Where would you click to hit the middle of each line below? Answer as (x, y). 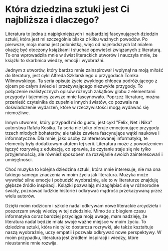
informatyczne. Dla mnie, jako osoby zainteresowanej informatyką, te (76, 138)
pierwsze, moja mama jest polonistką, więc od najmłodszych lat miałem (79, 44)
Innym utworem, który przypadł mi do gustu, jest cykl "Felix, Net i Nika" (79, 122)
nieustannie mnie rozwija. (32, 243)
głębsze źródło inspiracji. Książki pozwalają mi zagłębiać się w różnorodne (82, 185)
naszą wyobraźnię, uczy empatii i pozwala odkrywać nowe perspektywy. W (83, 232)
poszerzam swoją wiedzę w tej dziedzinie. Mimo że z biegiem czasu (76, 211)
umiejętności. (19, 159)
